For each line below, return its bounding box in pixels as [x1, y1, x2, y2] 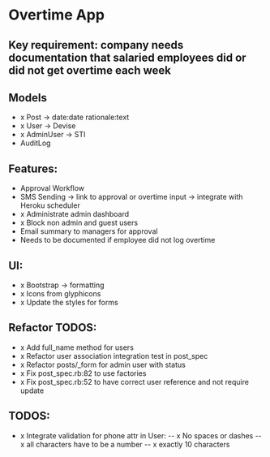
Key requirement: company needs [8, 38, 184, 52]
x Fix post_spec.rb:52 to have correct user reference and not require [19, 377, 250, 386]
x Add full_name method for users [19, 343, 134, 352]
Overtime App [8, 6, 105, 24]
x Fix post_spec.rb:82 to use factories [19, 368, 147, 378]
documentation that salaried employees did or [8, 50, 246, 64]
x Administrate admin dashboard [19, 209, 130, 219]
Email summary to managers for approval [19, 226, 158, 236]
